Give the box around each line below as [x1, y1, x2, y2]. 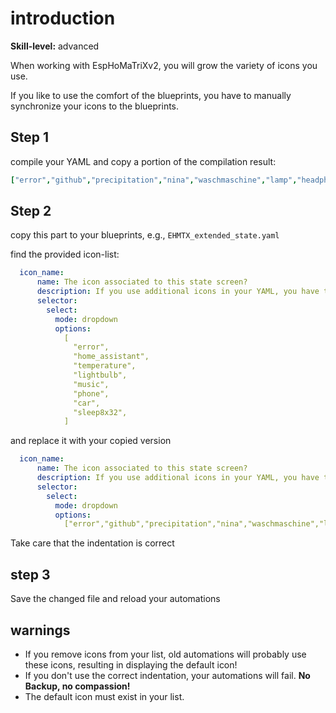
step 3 [10, 566, 51, 583]
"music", [73, 379, 110, 389]
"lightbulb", [73, 370, 128, 381]
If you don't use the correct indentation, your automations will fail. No [24, 669, 311, 681]
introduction [10, 7, 116, 30]
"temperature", [73, 361, 137, 371]
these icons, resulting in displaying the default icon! [24, 658, 238, 671]
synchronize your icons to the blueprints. [10, 100, 180, 112]
